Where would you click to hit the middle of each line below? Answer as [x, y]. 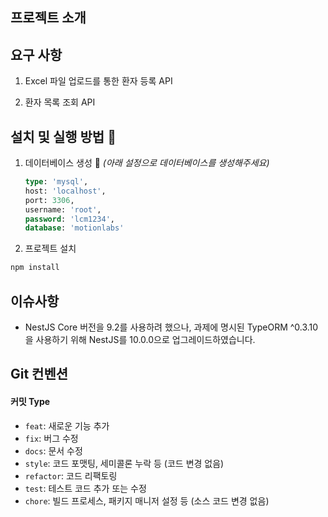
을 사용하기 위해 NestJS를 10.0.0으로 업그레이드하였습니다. [140, 339]
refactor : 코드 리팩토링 [71, 475]
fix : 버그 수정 [51, 438]
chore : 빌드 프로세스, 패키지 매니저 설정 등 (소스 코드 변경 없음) [147, 500]
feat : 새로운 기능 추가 [67, 425]
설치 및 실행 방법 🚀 [63, 136]
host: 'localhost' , [65, 191]
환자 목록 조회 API [60, 102]
